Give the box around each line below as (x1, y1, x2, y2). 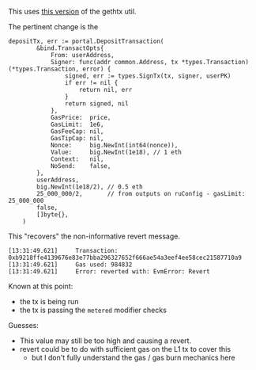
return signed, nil (64, 100, 129, 108)
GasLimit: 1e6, (50, 120, 104, 128)
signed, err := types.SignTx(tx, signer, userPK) (64, 72, 232, 80)
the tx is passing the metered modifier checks (19, 305, 168, 315)
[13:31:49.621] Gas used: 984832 (8, 261, 133, 269)
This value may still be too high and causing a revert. (19, 336, 192, 345)
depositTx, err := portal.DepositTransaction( (8, 37, 164, 45)
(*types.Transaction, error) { (8, 65, 111, 73)
